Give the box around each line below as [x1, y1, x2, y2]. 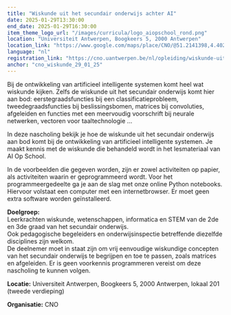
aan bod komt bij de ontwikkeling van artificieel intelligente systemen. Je [7, 137, 213, 145]
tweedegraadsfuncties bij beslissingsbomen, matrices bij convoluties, [7, 102, 204, 110]
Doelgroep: [7, 208, 40, 216]
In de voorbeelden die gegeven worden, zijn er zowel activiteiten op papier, [7, 165, 220, 173]
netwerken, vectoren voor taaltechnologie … [7, 116, 133, 124]
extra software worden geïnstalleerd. [7, 194, 112, 203]
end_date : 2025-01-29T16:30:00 [7, 23, 97, 30]
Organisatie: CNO [7, 300, 58, 308]
